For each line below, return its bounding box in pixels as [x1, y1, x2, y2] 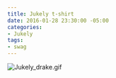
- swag [7, 43, 27, 50]
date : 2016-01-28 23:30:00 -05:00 [7, 17, 110, 24]
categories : [7, 23, 42, 30]
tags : [7, 37, 23, 44]
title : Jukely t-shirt [7, 10, 74, 18]
